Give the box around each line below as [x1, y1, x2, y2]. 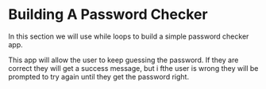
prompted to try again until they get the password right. [8, 72, 189, 81]
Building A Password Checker [8, 6, 208, 24]
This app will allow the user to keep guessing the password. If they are [8, 55, 239, 65]
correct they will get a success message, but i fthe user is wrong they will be [8, 63, 259, 72]
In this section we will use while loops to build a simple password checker [8, 32, 249, 41]
